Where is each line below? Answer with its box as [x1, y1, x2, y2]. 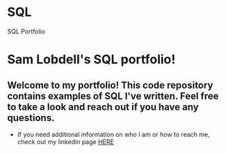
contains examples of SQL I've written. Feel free [7, 90, 219, 102]
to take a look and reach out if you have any [7, 101, 200, 113]
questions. [7, 112, 55, 124]
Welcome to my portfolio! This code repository [7, 79, 213, 91]
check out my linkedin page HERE [17, 137, 115, 146]
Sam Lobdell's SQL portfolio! [7, 51, 176, 67]
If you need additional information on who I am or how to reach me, [17, 130, 210, 138]
